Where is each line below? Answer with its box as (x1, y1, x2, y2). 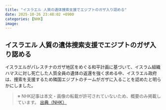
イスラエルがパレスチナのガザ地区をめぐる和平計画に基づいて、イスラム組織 (5, 64, 161, 70)
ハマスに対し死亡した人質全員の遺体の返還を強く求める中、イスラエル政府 (5, 70, 157, 76)
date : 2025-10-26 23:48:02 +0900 (5, 12, 74, 17)
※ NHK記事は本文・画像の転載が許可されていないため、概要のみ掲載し (17, 93, 161, 99)
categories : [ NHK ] (5, 16, 43, 21)
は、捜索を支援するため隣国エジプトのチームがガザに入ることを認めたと (5, 76, 153, 82)
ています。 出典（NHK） (17, 100, 67, 106)
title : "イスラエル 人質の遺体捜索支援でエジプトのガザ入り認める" (5, 7, 127, 12)
